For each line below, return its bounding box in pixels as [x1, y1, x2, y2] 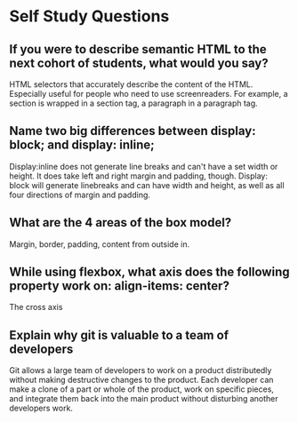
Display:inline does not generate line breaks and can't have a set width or [9, 161, 278, 171]
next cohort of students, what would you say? [9, 55, 269, 70]
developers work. [9, 402, 74, 414]
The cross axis [9, 302, 63, 313]
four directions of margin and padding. [9, 189, 151, 200]
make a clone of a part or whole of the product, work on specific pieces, [9, 384, 274, 394]
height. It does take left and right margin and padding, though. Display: [9, 171, 269, 181]
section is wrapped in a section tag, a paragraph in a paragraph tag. [9, 98, 258, 108]
